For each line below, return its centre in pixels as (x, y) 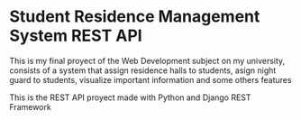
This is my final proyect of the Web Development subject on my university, (147, 60)
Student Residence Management (135, 17)
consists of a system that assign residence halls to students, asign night (143, 70)
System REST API (76, 36)
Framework (30, 106)
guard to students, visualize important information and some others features (150, 79)
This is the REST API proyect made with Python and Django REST (130, 97)
